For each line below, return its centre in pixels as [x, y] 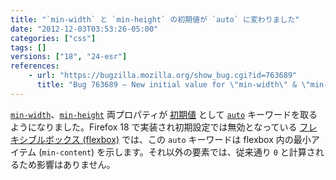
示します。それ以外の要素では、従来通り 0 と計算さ [210, 152]
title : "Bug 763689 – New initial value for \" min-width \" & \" [173, 85]
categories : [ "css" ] [53, 38]
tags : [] [28, 47]
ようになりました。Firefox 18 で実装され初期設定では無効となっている [154, 127]
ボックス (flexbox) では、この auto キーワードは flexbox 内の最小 [178, 139]
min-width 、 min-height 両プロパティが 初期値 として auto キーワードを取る [164, 114]
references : [35, 66]
